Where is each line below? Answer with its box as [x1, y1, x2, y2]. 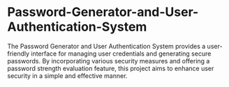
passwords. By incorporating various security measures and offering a [7, 56, 210, 65]
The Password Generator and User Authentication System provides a [7, 42, 206, 50]
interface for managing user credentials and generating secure [31, 49, 212, 58]
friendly [7, 49, 30, 58]
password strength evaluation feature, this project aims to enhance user [7, 64, 214, 72]
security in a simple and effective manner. [7, 71, 128, 80]
